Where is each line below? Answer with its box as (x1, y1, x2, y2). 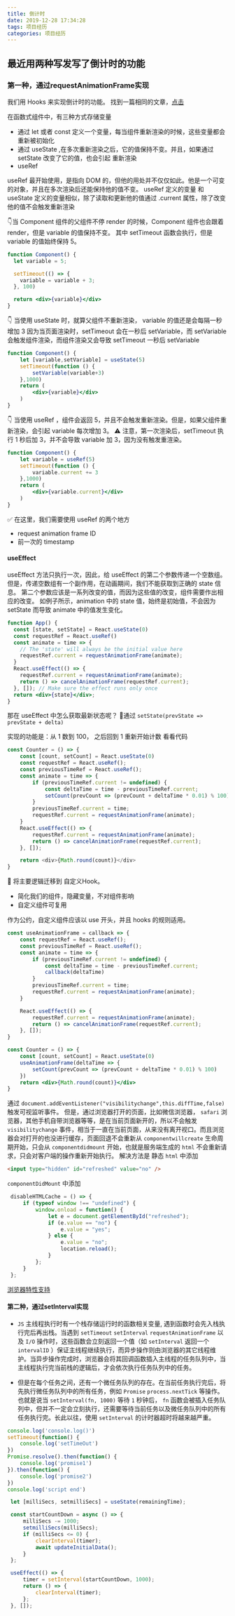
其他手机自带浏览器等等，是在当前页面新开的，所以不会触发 (25, 1116, 197, 1125)
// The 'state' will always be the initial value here (20, 646, 183, 653)
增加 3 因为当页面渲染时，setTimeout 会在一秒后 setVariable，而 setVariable (7, 327, 227, 335)
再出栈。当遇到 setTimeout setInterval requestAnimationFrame (36, 1328, 216, 1337)
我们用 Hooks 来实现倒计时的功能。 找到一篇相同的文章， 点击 (7, 98, 185, 106)
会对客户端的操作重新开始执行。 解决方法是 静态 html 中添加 (25, 1151, 199, 1160)
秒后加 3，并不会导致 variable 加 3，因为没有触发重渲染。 (19, 435, 186, 443)
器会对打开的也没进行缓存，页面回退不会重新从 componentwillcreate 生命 (7, 1134, 218, 1142)
